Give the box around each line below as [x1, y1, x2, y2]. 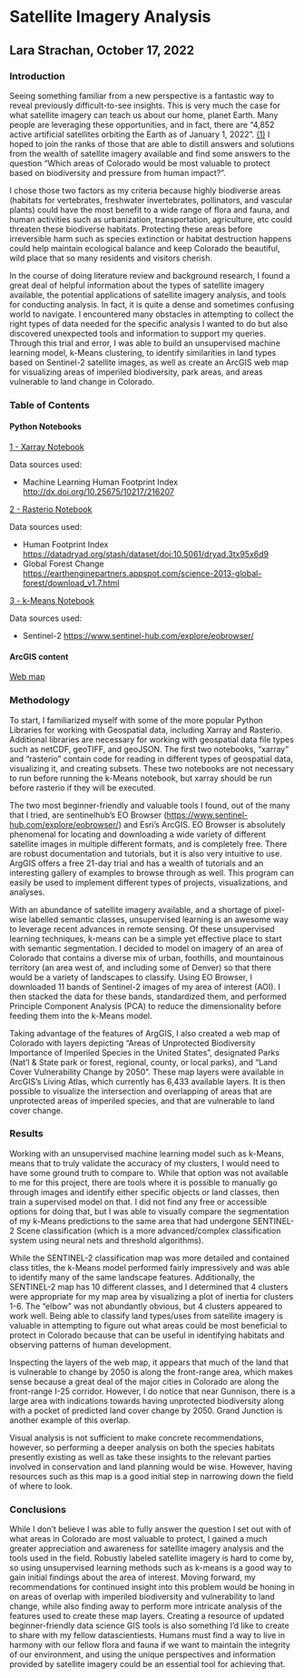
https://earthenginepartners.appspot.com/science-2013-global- [22, 568, 262, 578]
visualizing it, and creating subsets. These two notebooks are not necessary [9, 762, 295, 773]
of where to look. [9, 1480, 74, 1491]
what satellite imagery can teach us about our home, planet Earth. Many [9, 109, 279, 120]
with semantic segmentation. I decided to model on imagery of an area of [9, 942, 284, 954]
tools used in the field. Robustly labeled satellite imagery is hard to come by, [9, 1553, 294, 1564]
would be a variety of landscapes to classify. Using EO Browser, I [9, 971, 252, 982]
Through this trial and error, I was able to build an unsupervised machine [9, 338, 281, 348]
